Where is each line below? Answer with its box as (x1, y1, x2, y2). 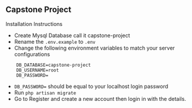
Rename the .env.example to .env (14, 38, 96, 45)
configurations (14, 50, 51, 58)
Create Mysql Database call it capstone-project (14, 32, 130, 39)
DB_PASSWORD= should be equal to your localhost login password (14, 83, 169, 90)
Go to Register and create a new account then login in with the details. (14, 95, 187, 102)
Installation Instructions (5, 20, 63, 27)
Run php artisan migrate (14, 89, 77, 96)
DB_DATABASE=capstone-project (16, 62, 92, 68)
